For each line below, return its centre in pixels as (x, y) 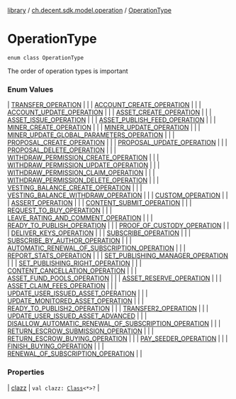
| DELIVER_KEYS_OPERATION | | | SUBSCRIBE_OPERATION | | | (99, 233)
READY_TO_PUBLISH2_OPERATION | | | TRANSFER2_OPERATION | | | (108, 309)
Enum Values (30, 89)
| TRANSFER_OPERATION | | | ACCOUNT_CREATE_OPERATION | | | (104, 105)
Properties (26, 372)
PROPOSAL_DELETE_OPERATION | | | (62, 150)
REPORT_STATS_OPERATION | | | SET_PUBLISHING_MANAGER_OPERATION (118, 256)
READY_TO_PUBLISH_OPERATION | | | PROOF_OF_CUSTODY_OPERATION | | (118, 226)
